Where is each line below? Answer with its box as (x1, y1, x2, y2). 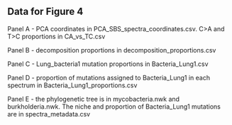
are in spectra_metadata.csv (7, 109, 91, 118)
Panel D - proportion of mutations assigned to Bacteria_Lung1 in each (7, 73, 211, 82)
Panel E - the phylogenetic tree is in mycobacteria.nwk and (7, 94, 179, 103)
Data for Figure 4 (7, 6, 84, 18)
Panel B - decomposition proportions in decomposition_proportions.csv (7, 45, 216, 54)
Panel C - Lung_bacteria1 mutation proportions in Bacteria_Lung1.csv (7, 60, 209, 68)
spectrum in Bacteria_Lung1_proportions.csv (7, 81, 138, 89)
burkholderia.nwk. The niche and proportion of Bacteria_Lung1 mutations (7, 102, 221, 111)
